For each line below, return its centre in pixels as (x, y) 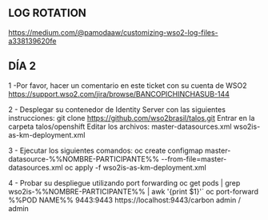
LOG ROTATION (47, 13)
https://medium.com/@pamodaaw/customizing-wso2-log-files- (113, 32)
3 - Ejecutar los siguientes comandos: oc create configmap (106, 150)
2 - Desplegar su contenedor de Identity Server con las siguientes (117, 109)
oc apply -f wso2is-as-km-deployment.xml (135, 167)
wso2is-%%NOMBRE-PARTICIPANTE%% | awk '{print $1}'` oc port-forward (133, 191)
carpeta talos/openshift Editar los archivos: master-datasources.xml (120, 126)
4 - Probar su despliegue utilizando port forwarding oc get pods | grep (124, 182)
